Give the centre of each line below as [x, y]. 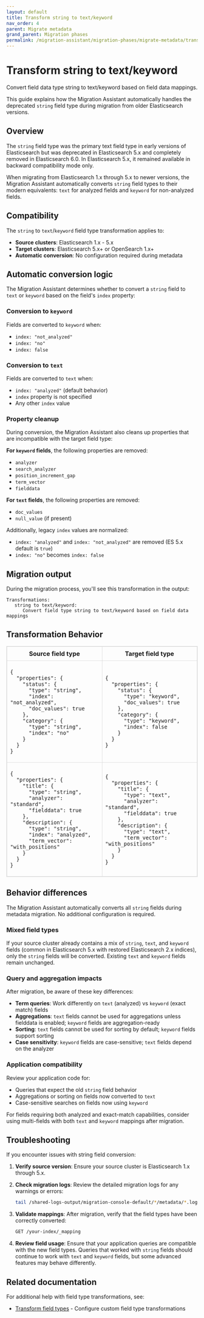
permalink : [20, 40]
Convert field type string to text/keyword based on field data [105, 611]
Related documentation [52, 1282]
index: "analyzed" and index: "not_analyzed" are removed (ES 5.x [99, 542]
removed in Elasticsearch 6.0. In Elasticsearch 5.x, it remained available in [98, 159]
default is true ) [34, 549]
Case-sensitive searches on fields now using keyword [81, 1102]
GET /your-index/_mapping [48, 1232]
